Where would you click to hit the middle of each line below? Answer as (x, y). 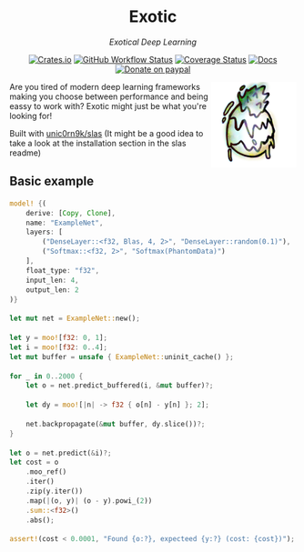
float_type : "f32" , (63, 270)
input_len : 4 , (52, 280)
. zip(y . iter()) (55, 491)
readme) (25, 153)
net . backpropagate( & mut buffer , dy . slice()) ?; (116, 424)
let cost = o (34, 462)
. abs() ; (40, 520)
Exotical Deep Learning (153, 42)
